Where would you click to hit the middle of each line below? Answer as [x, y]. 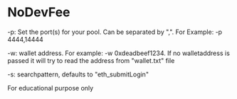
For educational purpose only [51, 88]
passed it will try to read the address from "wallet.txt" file [91, 60]
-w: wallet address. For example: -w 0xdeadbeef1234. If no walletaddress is [118, 53]
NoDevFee [39, 12]
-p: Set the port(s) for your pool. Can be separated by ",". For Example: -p [115, 32]
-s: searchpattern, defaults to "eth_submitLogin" [78, 74]
